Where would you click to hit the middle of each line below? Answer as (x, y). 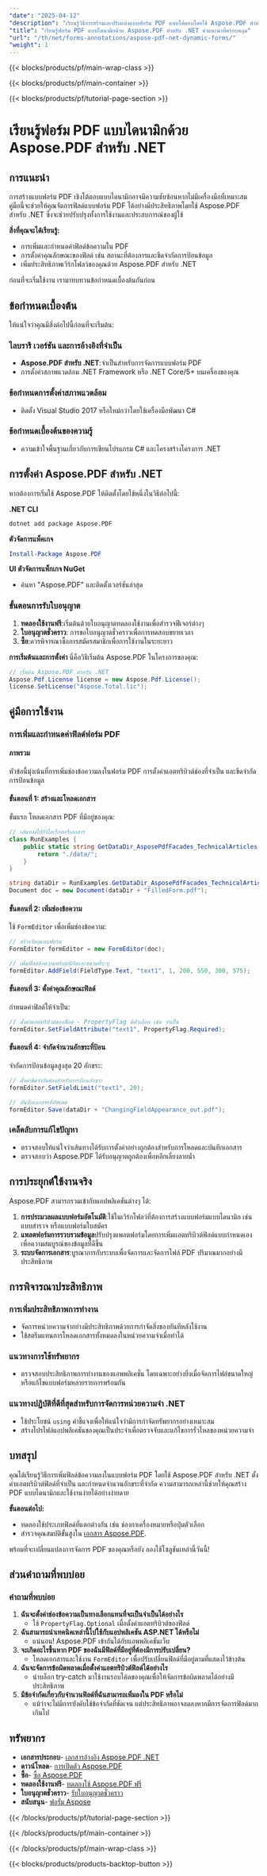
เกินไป (41, 1712)
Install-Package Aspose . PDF (55, 554)
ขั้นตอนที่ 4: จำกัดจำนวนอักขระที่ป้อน (57, 1047)
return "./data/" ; (68, 854)
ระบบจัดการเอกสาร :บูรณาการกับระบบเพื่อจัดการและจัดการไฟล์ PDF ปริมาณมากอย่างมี (132, 1252)
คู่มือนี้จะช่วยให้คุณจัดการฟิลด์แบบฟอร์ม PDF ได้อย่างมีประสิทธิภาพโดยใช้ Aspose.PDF (124, 206)
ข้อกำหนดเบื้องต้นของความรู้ (51, 431)
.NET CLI (24, 509)
